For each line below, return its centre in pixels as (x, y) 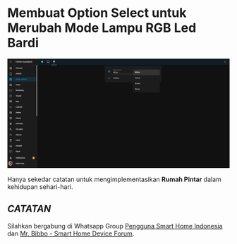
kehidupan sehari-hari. (40, 187)
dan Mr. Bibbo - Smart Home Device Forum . (71, 233)
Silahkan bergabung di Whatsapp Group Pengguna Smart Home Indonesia (115, 226)
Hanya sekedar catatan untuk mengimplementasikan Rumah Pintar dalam (115, 179)
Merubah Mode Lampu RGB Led (102, 28)
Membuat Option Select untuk (97, 13)
